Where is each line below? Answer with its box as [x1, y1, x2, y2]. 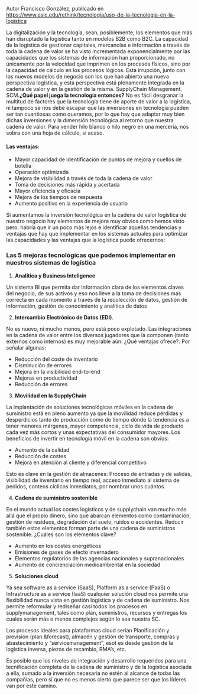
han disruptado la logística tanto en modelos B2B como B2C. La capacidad [6, 35, 189, 42]
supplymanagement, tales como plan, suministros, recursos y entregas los [6, 609, 187, 616]
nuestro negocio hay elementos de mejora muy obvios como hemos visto [6, 218, 185, 225]
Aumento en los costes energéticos [14, 542, 102, 549]
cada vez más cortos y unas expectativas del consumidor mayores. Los [6, 428, 180, 436]
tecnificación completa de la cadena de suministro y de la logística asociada [6, 663, 192, 670]
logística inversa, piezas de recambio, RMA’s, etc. [6, 645, 126, 652]
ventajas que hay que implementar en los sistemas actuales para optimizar [6, 230, 188, 237]
